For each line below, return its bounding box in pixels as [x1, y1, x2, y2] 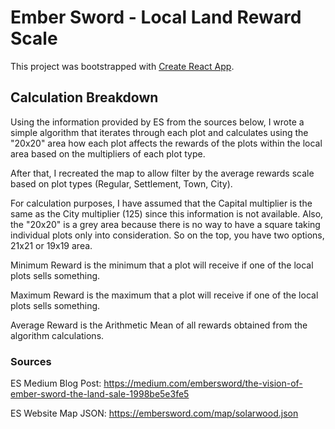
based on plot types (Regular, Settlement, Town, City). [10, 177, 233, 190]
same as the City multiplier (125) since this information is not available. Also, [10, 207, 324, 220]
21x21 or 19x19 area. [10, 239, 93, 251]
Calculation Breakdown [10, 89, 159, 106]
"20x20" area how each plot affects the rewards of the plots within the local [10, 137, 323, 149]
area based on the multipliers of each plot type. [10, 147, 206, 160]
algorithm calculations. [10, 329, 105, 341]
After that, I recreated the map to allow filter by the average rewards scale [10, 167, 315, 179]
